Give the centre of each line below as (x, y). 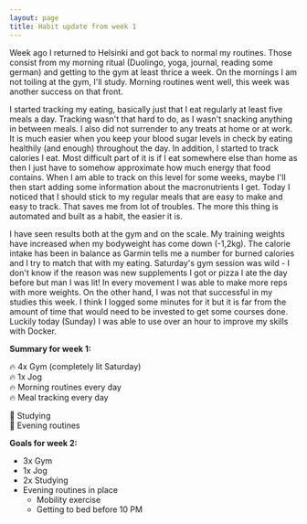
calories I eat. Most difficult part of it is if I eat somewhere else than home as (153, 157)
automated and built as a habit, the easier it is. (96, 216)
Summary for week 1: (50, 348)
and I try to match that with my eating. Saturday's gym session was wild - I (150, 262)
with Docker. (33, 331)
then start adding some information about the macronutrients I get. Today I (150, 187)
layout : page (34, 18)
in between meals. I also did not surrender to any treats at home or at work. (151, 128)
